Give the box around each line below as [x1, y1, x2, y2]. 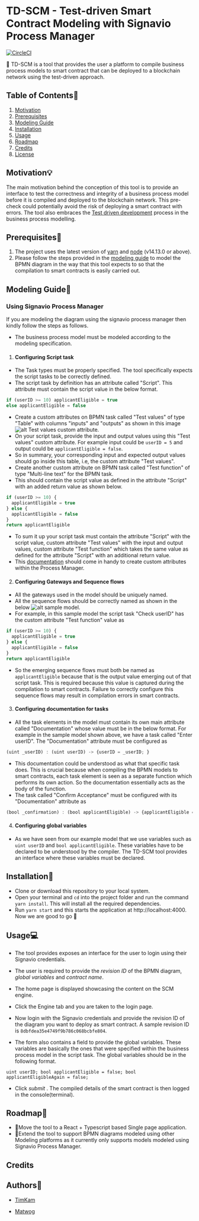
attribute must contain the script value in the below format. [14, 385, 158, 393]
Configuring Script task [14, 353, 74, 360]
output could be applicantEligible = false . [14, 445, 123, 453]
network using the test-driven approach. [6, 73, 105, 80]
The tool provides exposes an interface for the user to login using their [14, 949, 187, 956]
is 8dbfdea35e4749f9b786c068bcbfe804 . [14, 1027, 107, 1034]
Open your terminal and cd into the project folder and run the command [14, 893, 188, 900]
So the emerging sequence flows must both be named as [14, 666, 155, 673]
